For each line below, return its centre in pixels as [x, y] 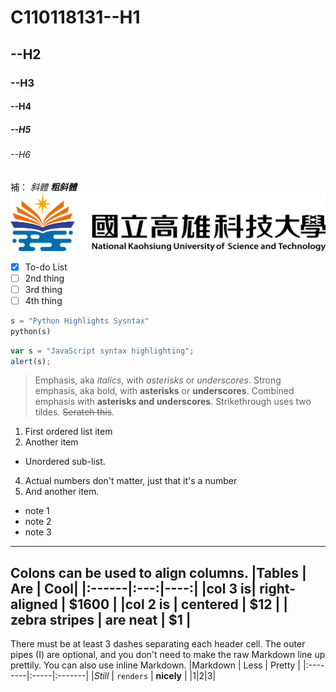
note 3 [38, 532]
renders [132, 677]
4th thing [43, 300]
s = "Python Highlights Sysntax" [80, 321]
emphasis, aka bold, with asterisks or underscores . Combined [164, 391]
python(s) [31, 331]
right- [277, 588]
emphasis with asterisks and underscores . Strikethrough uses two [173, 402]
